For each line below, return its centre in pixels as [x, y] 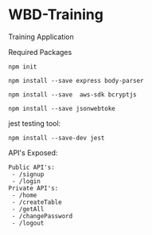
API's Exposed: [33, 152]
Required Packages [40, 52]
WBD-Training [56, 15]
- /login [26, 181]
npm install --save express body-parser [76, 80]
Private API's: [33, 188]
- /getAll [28, 209]
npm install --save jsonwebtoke [62, 108]
